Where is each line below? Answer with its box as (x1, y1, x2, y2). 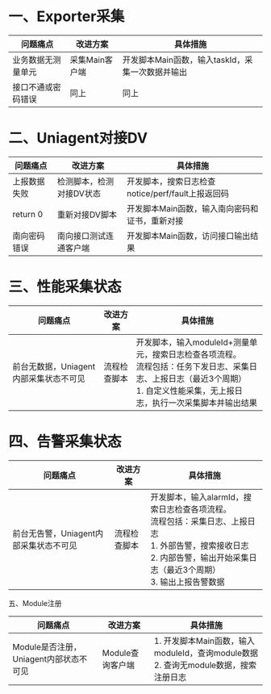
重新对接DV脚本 (56, 209, 117, 220)
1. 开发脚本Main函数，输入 (153, 635, 256, 646)
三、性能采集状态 (8, 278, 123, 296)
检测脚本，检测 (56, 175, 115, 186)
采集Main (69, 54, 105, 65)
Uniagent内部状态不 (12, 653, 88, 664)
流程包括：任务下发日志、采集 (135, 361, 250, 372)
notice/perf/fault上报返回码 (126, 187, 230, 199)
